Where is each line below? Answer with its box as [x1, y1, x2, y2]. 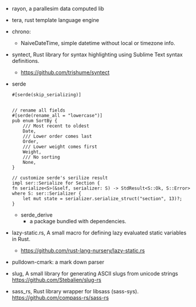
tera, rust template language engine [11, 17, 99, 23]
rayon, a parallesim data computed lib [11, 5, 105, 12]
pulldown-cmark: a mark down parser [11, 258, 105, 265]
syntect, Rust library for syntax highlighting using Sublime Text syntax [11, 51, 183, 58]
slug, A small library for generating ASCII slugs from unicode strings [11, 270, 178, 277]
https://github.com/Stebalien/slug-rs [11, 276, 102, 283]
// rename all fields [11, 107, 65, 113]
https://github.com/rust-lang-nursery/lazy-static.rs [20, 247, 146, 254]
